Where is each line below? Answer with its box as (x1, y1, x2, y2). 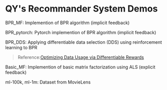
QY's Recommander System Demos (5, 3, 158, 15)
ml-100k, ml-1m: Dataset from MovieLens (5, 79, 91, 85)
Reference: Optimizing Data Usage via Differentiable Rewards (17, 54, 144, 60)
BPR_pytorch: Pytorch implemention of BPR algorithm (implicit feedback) (5, 29, 156, 35)
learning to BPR (5, 44, 38, 50)
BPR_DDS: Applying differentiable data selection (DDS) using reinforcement (5, 39, 162, 45)
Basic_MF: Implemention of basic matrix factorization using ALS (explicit (5, 64, 155, 70)
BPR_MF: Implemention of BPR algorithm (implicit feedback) (5, 20, 130, 26)
